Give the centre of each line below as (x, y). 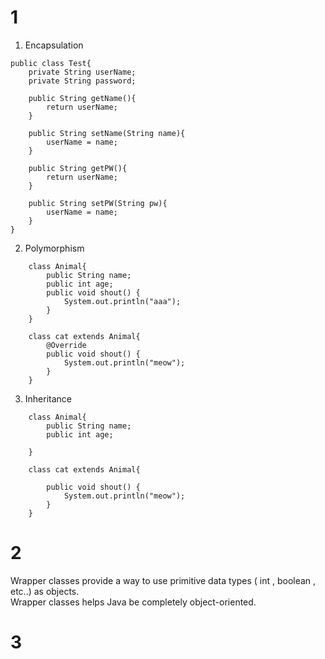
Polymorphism (54, 248)
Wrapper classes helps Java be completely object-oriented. (133, 602)
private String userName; (82, 72)
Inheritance (48, 398)
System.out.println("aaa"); (122, 301)
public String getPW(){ (78, 168)
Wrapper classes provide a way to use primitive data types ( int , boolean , (163, 580)
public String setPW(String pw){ (98, 203)
